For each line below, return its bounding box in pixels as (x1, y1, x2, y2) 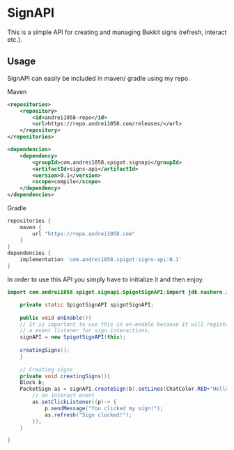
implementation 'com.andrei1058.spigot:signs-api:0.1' (19, 256, 182, 263)
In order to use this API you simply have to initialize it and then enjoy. (7, 275, 204, 284)
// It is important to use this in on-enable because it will (19, 320, 204, 328)
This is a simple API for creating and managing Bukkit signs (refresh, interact (7, 28, 227, 36)
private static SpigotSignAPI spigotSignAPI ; (19, 301, 155, 308)
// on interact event (32, 392, 95, 399)
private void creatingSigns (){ (19, 373, 111, 380)
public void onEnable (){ (19, 314, 92, 321)
